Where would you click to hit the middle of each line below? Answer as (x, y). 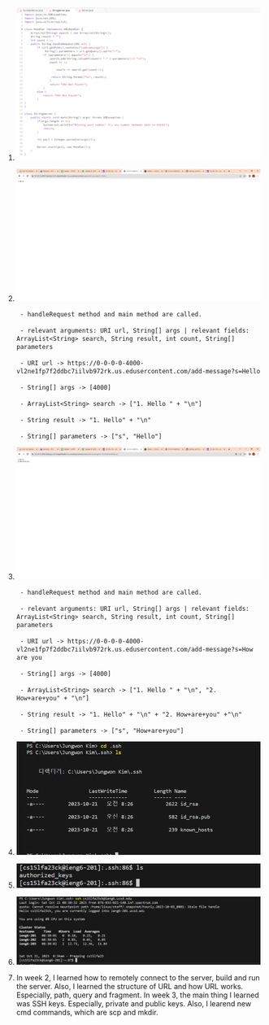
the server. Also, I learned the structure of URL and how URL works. (130, 986)
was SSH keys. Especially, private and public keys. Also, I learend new (134, 1003)
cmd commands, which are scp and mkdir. (87, 1012)
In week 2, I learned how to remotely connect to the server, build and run (138, 977)
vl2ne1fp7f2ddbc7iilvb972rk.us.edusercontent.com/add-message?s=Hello (138, 371)
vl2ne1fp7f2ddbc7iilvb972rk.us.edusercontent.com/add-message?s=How (134, 649)
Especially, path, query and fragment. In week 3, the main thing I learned (138, 995)
